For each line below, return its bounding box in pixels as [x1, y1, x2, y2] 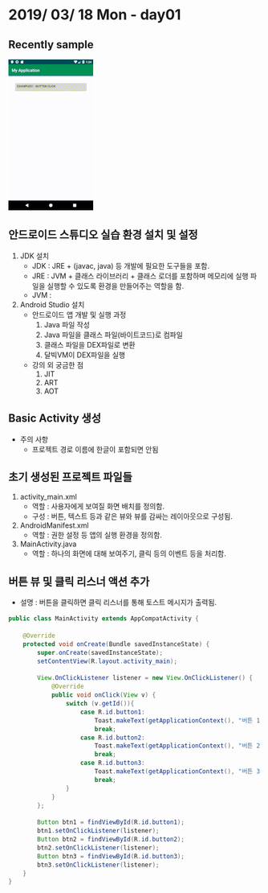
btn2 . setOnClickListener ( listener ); [37, 843, 160, 852]
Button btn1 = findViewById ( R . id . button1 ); [37, 818, 185, 826]
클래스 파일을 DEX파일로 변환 [43, 340, 136, 349]
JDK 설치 [19, 251, 50, 261]
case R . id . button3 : [79, 759, 146, 767]
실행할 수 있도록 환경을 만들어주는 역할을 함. [47, 281, 185, 290]
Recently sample [8, 38, 94, 51]
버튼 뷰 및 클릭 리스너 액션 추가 [8, 574, 150, 588]
